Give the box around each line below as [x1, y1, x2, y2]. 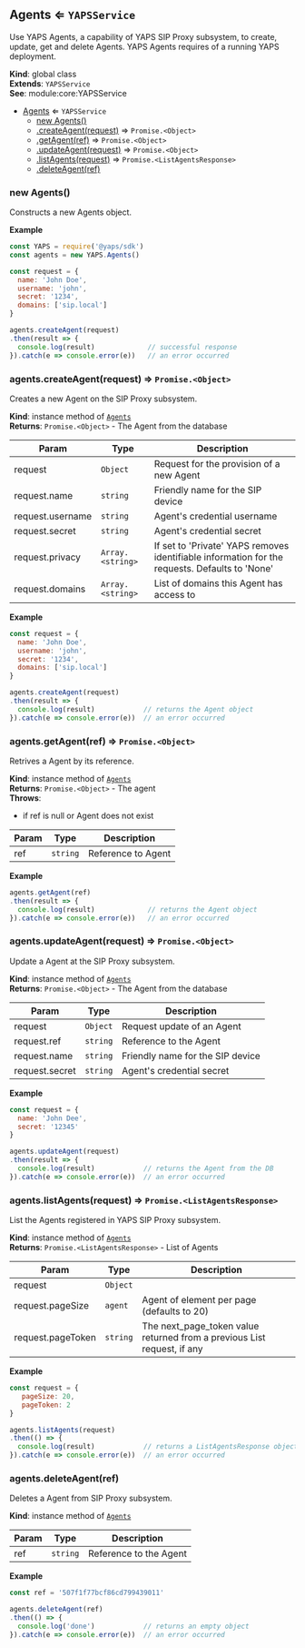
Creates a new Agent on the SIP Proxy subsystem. [9, 393, 198, 404]
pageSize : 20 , [21, 1391, 75, 1400]
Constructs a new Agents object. [9, 207, 133, 217]
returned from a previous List [142, 1331, 266, 1344]
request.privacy [14, 551, 82, 563]
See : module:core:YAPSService [9, 87, 127, 98]
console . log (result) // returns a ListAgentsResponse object [17, 1442, 299, 1451]
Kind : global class [9, 68, 77, 79]
